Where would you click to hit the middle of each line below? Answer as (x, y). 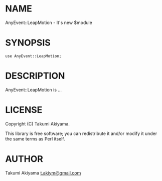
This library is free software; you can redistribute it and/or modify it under (81, 133)
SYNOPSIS (28, 43)
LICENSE (24, 110)
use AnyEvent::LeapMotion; (33, 56)
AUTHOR (24, 159)
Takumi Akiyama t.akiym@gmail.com (43, 172)
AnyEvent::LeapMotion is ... (33, 89)
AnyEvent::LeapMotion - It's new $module (49, 22)
